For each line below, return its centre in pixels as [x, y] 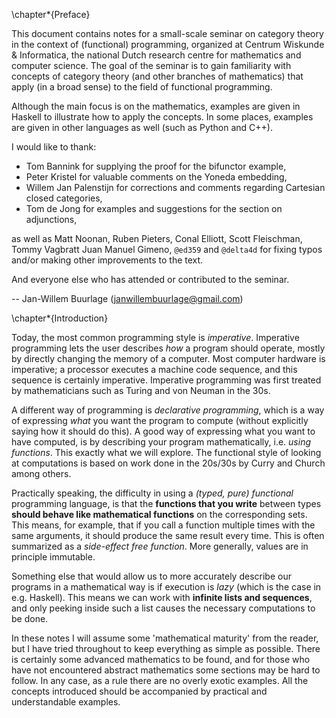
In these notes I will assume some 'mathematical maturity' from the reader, [165, 638]
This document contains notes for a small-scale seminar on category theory [167, 33]
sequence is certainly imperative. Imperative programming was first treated [166, 380]
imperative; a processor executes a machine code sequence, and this [154, 369]
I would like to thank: [54, 147]
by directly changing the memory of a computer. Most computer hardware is [168, 358]
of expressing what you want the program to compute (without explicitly [160, 420]
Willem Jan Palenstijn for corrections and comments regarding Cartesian [175, 187]
